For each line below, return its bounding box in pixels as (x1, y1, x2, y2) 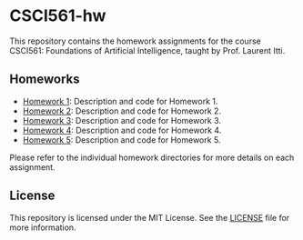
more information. (9, 222, 76, 233)
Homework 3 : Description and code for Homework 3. (22, 115, 221, 125)
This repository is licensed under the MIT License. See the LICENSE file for (9, 212, 290, 223)
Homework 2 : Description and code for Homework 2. (22, 105, 221, 116)
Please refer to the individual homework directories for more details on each (9, 152, 295, 163)
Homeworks (9, 72, 80, 87)
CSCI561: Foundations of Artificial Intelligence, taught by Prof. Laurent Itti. (9, 45, 286, 55)
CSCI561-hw (9, 5, 106, 26)
